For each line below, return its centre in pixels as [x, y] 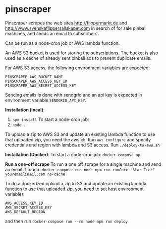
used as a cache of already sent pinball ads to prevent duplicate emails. [78, 58]
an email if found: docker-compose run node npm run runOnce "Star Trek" [80, 169]
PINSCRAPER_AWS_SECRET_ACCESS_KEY [41, 86]
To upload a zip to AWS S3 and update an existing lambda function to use [80, 134]
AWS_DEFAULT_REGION [25, 212]
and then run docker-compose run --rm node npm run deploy [66, 221]
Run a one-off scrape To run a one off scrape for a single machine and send [83, 164]
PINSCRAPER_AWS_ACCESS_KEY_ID [36, 81]
